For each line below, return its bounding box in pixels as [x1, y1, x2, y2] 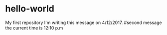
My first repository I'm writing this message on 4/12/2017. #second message [5, 19, 162, 25]
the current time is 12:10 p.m [5, 24, 63, 30]
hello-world [5, 3, 55, 14]
